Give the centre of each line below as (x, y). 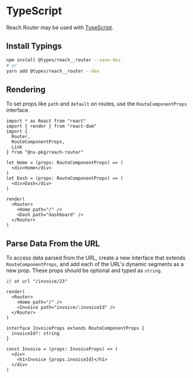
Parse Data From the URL (53, 243)
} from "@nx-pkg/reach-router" (45, 152)
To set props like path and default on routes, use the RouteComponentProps (96, 104)
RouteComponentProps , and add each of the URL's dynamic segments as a (95, 264)
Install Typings (34, 46)
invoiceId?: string (36, 333)
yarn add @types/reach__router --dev (53, 71)
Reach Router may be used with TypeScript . (60, 27)
